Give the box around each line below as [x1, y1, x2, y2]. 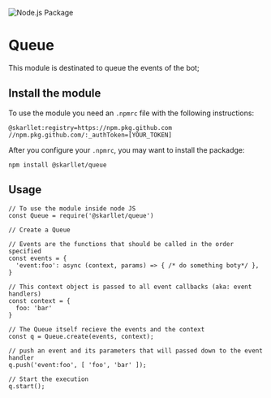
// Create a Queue [8, 226, 71, 234]
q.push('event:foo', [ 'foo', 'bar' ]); [8, 361, 148, 369]
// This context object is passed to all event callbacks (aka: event [8, 283, 252, 291]
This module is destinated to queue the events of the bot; [8, 63, 200, 72]
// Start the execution [8, 374, 89, 383]
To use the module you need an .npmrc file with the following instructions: [8, 108, 254, 118]
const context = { [8, 296, 71, 305]
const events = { [8, 254, 67, 262]
